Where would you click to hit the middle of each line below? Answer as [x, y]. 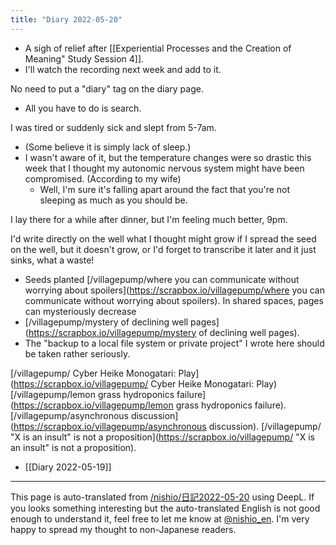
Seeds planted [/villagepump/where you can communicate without [162, 279]
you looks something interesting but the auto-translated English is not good [165, 508]
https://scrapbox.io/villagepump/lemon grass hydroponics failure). [150, 405]
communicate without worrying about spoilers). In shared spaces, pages [174, 300]
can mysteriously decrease [80, 311]
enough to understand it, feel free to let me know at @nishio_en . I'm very [160, 518]
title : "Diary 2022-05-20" [66, 19]
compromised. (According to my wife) [103, 178]
